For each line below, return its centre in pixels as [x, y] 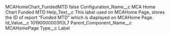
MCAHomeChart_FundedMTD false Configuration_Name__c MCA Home [80, 7]
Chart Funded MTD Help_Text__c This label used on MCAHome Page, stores [85, 12]
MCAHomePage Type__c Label [38, 28]
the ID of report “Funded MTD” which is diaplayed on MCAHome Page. [79, 17]
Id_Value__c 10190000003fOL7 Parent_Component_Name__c [69, 23]
